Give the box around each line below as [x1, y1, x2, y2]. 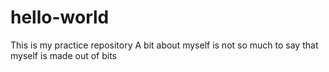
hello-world [10, 6, 110, 29]
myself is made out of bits [10, 49, 118, 61]
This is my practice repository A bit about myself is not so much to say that [10, 39, 319, 51]
